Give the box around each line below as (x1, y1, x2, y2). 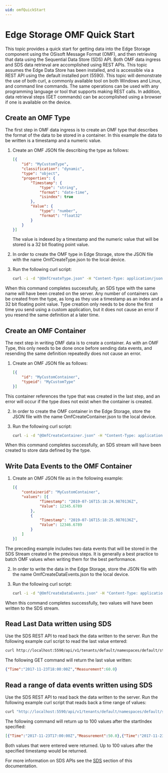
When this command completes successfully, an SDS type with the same (5, 285, 156, 292)
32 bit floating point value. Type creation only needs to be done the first (5, 301, 153, 307)
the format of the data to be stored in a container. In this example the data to (5, 132, 162, 138)
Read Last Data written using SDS (5, 620, 111, 628)
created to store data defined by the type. (5, 447, 91, 453)
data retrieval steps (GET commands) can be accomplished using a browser (5, 93, 162, 100)
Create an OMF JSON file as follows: (12, 360, 88, 366)
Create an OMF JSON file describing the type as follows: (12, 147, 129, 153)
